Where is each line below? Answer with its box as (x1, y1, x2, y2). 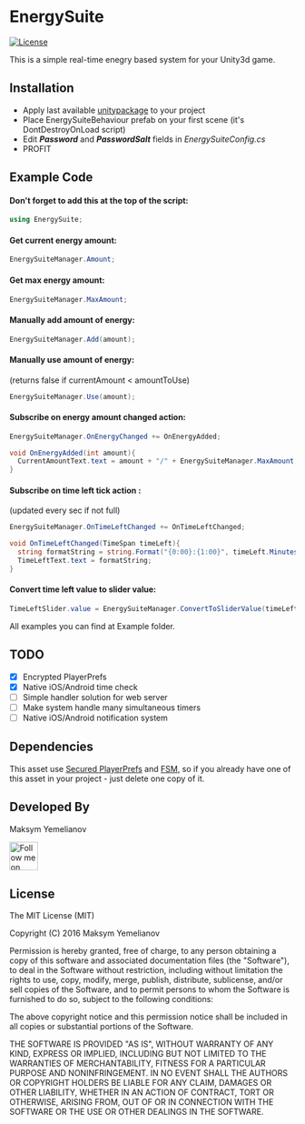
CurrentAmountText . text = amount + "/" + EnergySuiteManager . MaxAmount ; (17, 457, 299, 466)
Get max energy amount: (9, 275, 105, 286)
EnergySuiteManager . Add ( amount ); (9, 335, 136, 344)
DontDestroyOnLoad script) (22, 124, 126, 135)
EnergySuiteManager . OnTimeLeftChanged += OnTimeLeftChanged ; (9, 523, 246, 532)
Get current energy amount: (9, 235, 117, 246)
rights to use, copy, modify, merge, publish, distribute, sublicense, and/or (9, 975, 283, 986)
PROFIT (22, 143, 52, 154)
